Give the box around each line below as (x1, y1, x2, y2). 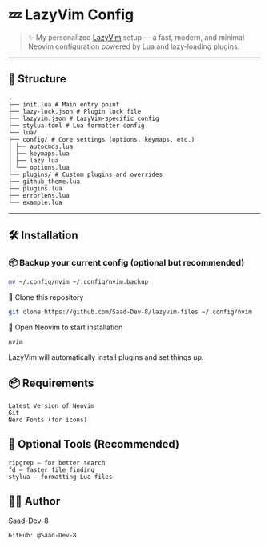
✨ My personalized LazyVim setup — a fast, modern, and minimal (27, 32, 245, 42)
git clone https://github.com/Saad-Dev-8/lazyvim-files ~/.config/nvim (8, 308, 252, 317)
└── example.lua (8, 198, 62, 206)
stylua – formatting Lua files (8, 473, 113, 481)
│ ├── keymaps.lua (8, 150, 70, 158)
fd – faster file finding (8, 465, 94, 473)
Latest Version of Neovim (8, 401, 94, 409)
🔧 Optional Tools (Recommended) (8, 437, 180, 451)
